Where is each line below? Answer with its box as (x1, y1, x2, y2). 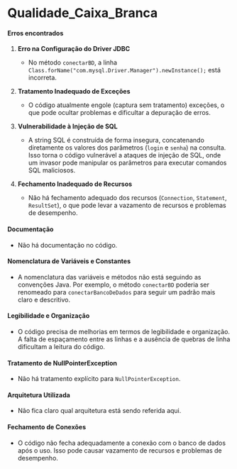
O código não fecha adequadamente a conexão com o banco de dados (17, 438, 226, 447)
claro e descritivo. (17, 295, 71, 304)
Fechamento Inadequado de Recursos (17, 180, 133, 189)
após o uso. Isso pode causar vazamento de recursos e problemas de (17, 446, 222, 455)
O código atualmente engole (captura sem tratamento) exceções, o (28, 101, 225, 109)
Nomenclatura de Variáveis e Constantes (7, 257, 131, 265)
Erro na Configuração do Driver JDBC (17, 45, 131, 53)
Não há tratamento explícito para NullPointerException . (17, 375, 181, 383)
